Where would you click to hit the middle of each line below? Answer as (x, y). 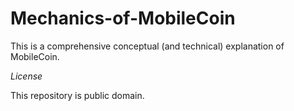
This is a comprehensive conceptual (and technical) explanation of (147, 46)
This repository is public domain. (77, 95)
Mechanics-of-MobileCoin (123, 18)
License (26, 76)
